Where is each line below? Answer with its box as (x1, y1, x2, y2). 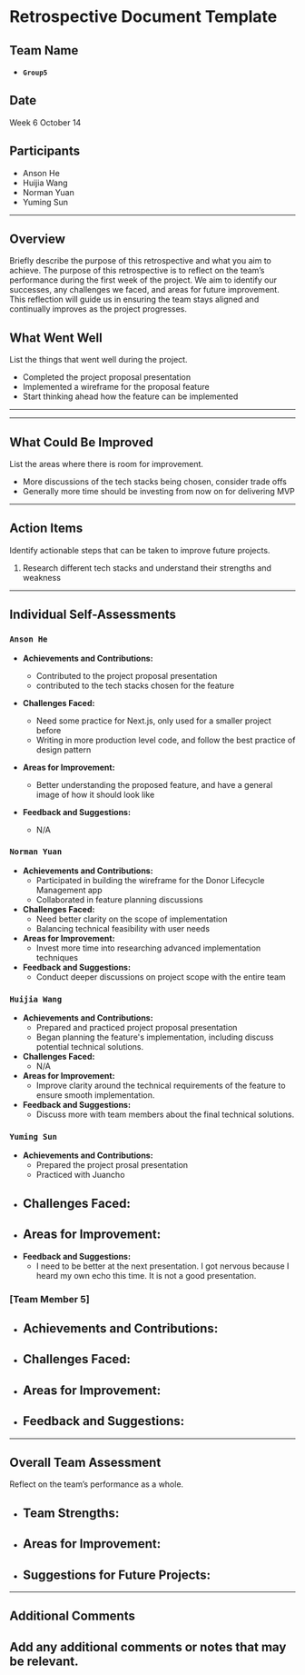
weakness (22, 572, 62, 583)
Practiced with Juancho (35, 1170, 125, 1181)
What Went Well (9, 330, 103, 345)
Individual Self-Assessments (9, 607, 177, 623)
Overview (9, 232, 66, 247)
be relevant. (9, 1653, 79, 1669)
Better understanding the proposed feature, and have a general (35, 779, 273, 790)
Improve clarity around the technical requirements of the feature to (35, 1080, 286, 1092)
